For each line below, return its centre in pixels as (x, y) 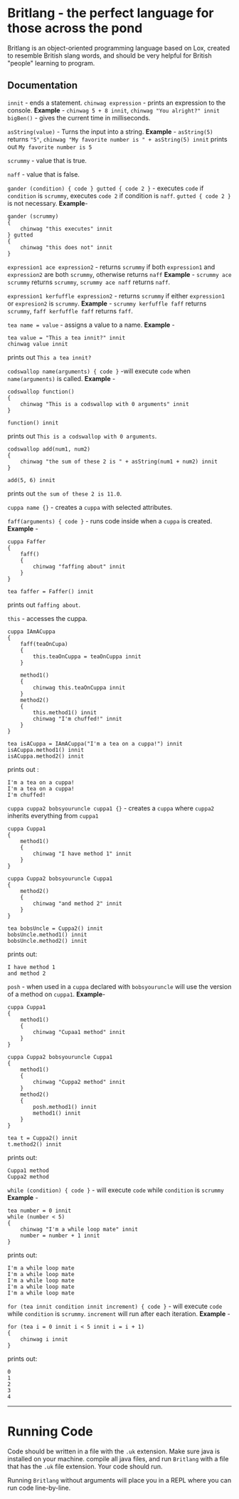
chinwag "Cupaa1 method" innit (79, 1032)
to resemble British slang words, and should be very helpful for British (110, 56)
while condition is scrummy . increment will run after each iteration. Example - (119, 1313)
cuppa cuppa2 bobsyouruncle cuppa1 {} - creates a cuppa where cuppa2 (111, 808)
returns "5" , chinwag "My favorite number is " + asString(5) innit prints (117, 139)
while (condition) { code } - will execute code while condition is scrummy (116, 1190)
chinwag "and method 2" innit (78, 903)
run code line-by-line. (39, 1488)
